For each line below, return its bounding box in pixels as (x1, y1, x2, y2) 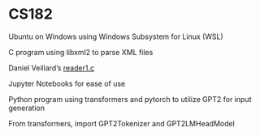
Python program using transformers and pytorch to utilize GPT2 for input (8, 94, 252, 104)
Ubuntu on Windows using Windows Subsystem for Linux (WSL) (8, 32, 223, 41)
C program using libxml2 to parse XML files (8, 47, 154, 57)
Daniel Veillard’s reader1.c (8, 62, 95, 73)
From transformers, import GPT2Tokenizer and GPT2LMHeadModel (8, 118, 236, 128)
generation (8, 103, 45, 113)
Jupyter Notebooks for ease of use (8, 79, 126, 88)
